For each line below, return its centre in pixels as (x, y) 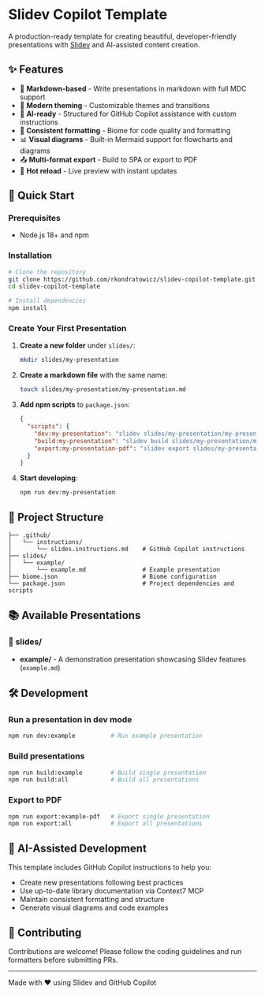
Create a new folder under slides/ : (77, 345)
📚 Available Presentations (75, 615)
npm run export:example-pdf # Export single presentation (109, 816)
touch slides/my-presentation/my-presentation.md (103, 389)
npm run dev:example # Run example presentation (105, 736)
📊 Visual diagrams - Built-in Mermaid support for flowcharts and (126, 139)
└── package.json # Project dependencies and (121, 583)
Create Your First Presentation (67, 329)
